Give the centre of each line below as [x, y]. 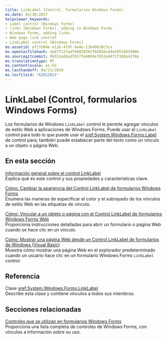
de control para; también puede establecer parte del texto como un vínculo [82, 140]
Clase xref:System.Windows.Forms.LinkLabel [52, 288]
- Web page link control [31, 38]
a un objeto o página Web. [32, 145]
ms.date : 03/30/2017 [27, 14]
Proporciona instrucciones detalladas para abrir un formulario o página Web [83, 224]
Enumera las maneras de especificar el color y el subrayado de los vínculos [83, 198]
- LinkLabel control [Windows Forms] [44, 42]
